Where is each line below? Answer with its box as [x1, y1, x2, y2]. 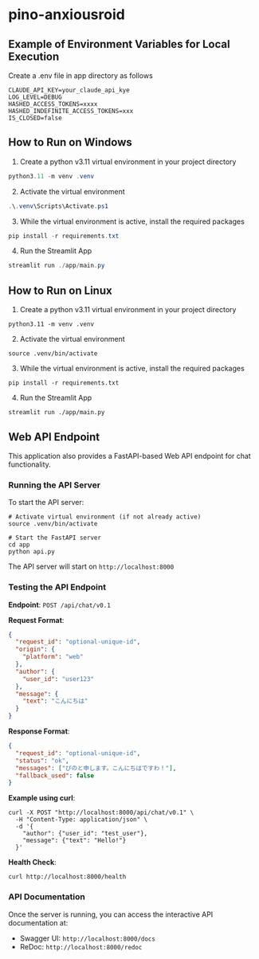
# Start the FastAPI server [8, 534, 102, 542]
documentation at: [8, 918, 69, 927]
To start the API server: [8, 498, 84, 507]
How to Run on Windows [8, 135, 133, 149]
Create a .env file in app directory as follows [8, 71, 153, 80]
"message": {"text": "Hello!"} [22, 836, 127, 845]
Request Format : [8, 615, 65, 624]
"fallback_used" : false [15, 771, 94, 780]
